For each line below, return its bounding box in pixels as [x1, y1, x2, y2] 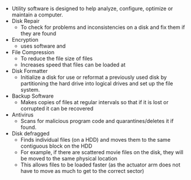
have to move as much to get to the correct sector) [20, 168, 144, 174]
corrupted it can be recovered [20, 105, 94, 112]
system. [20, 86, 40, 93]
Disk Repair [11, 18, 40, 24]
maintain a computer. [11, 11, 64, 18]
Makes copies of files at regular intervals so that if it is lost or [20, 99, 169, 105]
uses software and [20, 42, 66, 49]
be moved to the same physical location [20, 155, 118, 162]
